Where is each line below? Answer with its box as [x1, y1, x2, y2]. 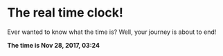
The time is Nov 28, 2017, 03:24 [7, 41, 100, 49]
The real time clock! [7, 5, 123, 21]
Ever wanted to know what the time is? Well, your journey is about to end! [7, 28, 217, 36]
